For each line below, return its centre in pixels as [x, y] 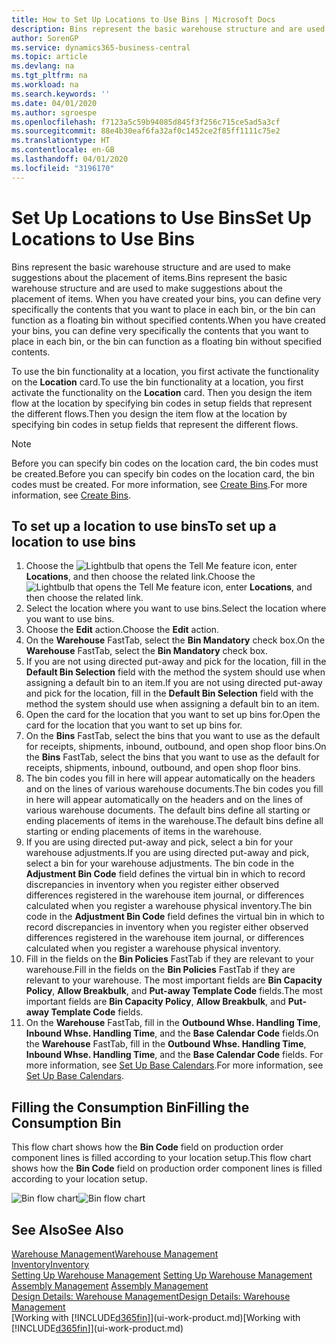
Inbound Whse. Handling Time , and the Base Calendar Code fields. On [172, 1033]
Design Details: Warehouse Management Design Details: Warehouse [151, 1296]
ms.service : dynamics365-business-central [101, 47]
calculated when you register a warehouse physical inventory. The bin [169, 906]
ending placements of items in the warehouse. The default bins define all [174, 821]
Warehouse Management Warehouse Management [115, 1254]
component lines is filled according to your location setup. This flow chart [161, 1158]
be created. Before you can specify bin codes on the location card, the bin [163, 473]
